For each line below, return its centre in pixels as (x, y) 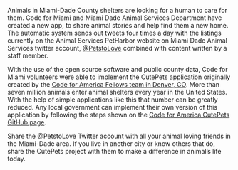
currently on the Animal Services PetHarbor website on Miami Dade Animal (118, 41)
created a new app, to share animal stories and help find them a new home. (118, 25)
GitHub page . (27, 122)
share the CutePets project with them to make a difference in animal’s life (114, 151)
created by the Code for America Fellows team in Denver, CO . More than (113, 84)
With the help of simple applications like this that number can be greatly (113, 100)
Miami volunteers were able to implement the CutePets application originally (119, 77)
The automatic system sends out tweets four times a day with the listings (115, 33)
